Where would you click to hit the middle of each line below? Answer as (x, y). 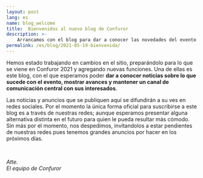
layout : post (23, 12)
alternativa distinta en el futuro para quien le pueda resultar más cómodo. (98, 119)
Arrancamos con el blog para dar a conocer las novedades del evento (107, 40)
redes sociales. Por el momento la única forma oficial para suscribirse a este (101, 106)
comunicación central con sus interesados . (62, 88)
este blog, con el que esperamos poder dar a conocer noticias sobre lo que (101, 75)
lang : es (17, 17)
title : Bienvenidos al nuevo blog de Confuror (68, 29)
